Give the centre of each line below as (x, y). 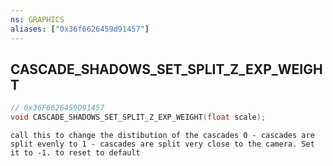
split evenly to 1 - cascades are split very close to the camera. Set (162, 144)
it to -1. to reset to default (75, 153)
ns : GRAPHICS (37, 19)
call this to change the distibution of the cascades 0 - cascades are (162, 136)
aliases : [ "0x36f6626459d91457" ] (80, 29)
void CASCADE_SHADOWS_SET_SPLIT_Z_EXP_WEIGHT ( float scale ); (138, 117)
